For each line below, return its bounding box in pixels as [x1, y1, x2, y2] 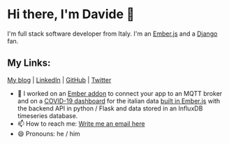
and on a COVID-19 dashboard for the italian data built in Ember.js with [17, 96, 221, 105]
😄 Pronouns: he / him [17, 129, 80, 138]
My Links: [7, 57, 51, 69]
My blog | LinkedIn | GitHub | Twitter [7, 75, 112, 84]
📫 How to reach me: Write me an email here [17, 119, 145, 128]
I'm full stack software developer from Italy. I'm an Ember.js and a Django [7, 29, 218, 38]
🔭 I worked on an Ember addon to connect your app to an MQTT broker [17, 89, 223, 97]
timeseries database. [17, 111, 78, 120]
